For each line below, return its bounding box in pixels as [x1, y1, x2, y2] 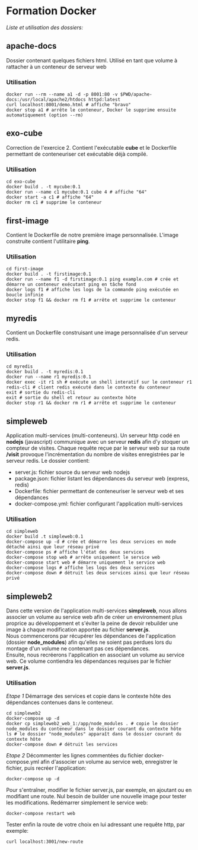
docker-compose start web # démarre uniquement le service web [6, 560, 166, 565]
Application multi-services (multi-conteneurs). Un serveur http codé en [6, 432, 180, 439]
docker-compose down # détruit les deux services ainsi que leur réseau [6, 570, 190, 576]
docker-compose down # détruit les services [6, 741, 118, 747]
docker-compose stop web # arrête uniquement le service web [6, 554, 161, 561]
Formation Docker [6, 4, 97, 18]
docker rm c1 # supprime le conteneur [6, 200, 102, 206]
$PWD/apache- [120, 91, 152, 97]
